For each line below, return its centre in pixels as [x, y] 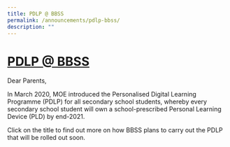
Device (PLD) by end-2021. [46, 117]
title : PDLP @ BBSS [36, 14]
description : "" [31, 27]
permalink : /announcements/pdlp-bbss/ [64, 20]
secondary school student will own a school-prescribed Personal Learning [114, 109]
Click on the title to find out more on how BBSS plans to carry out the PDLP [115, 130]
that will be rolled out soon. [46, 138]
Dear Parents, [27, 80]
